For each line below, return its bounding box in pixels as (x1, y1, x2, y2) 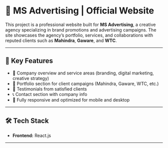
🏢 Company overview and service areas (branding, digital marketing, (12, 70, 154, 76)
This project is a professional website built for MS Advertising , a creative (5, 21, 156, 27)
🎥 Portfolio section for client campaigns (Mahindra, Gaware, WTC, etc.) (12, 80, 159, 86)
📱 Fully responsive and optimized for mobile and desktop (12, 96, 130, 102)
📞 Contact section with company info (12, 91, 87, 97)
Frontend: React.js (12, 132, 51, 138)
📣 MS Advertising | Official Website (5, 5, 154, 16)
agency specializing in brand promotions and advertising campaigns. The (5, 26, 156, 32)
